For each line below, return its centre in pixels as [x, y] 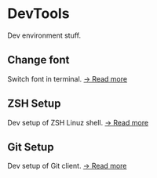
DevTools [38, 14]
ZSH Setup [34, 104]
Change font [38, 60]
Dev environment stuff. [44, 35]
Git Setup [31, 147]
